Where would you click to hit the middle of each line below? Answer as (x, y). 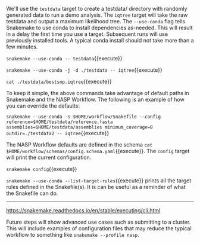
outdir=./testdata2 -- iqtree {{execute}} (58, 133)
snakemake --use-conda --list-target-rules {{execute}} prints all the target (99, 181)
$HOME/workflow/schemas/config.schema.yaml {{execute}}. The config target (98, 151)
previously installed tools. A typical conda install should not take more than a (100, 40)
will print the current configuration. (49, 157)
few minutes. (22, 47)
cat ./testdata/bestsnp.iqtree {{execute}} (59, 81)
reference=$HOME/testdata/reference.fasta (60, 122)
